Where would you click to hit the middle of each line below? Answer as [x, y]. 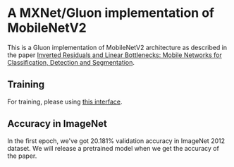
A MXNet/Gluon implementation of [111, 13]
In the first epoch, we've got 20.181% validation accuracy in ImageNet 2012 [116, 141]
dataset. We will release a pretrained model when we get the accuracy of [113, 148]
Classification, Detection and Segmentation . [71, 62]
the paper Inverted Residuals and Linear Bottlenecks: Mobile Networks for [115, 55]
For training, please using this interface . [65, 101]
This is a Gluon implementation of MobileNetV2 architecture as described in [117, 47]
